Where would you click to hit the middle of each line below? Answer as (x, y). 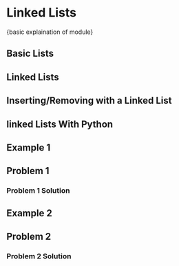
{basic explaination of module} (50, 32)
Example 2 (29, 213)
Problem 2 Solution (39, 256)
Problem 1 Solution (38, 191)
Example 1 (29, 148)
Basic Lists (30, 54)
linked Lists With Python (60, 124)
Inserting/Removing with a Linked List (89, 101)
